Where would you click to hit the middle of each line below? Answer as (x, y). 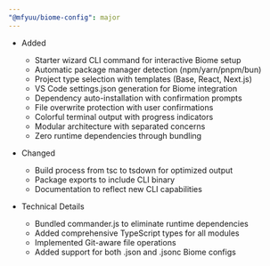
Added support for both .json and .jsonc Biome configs (135, 252)
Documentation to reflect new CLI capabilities (118, 189)
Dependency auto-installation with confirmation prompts (138, 98)
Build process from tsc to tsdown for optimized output (134, 170)
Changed (38, 153)
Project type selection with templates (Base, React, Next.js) (143, 79)
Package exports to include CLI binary (105, 180)
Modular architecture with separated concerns (120, 126)
